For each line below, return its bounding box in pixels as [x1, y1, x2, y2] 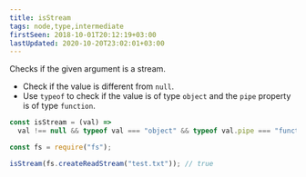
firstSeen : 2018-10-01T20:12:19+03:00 [9, 30, 157, 39]
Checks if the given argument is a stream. [9, 64, 167, 74]
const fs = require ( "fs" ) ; [9, 143, 112, 152]
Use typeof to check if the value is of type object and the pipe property [22, 91, 291, 102]
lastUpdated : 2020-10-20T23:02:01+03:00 [9, 38, 166, 48]
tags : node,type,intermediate [9, 22, 125, 31]
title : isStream [9, 13, 71, 23]
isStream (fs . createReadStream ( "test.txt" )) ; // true [9, 159, 214, 168]
